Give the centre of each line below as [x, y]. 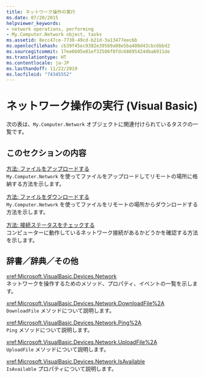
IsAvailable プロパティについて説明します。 [62, 368]
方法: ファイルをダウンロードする [48, 197]
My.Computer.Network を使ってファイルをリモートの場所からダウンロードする [102, 204]
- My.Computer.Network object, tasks [54, 35]
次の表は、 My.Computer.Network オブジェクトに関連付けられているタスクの [100, 124]
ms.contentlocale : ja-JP [38, 63]
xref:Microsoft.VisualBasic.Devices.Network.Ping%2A [74, 323]
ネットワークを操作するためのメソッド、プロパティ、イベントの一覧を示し [100, 283]
